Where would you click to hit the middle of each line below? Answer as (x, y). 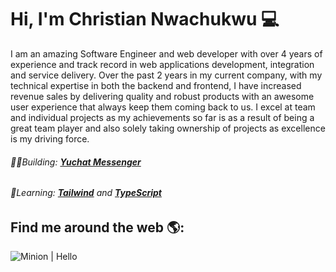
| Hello (64, 257)
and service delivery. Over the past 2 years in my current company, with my (166, 75)
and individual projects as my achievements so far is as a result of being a (162, 117)
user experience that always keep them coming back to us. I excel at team (163, 107)
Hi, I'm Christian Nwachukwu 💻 (145, 19)
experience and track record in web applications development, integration (162, 64)
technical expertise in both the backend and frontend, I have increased (156, 85)
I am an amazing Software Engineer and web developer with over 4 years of (166, 53)
